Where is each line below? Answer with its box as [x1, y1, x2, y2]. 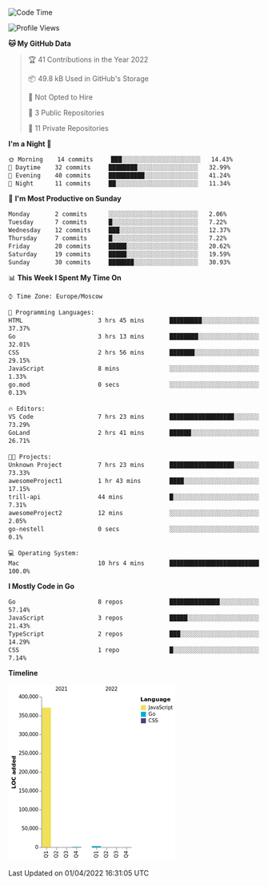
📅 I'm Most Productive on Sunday [8, 193, 122, 203]
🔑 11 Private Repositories [27, 124, 110, 132]
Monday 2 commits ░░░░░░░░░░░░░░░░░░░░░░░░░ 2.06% [8, 210, 227, 218]
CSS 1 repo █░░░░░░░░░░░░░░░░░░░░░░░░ [8, 646, 260, 654]
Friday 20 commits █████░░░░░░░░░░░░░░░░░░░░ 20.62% [8, 242, 230, 250]
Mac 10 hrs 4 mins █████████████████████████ [8, 559, 260, 567]
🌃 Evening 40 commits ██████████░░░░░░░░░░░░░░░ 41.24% [8, 172, 230, 180]
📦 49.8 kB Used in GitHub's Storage [27, 74, 150, 83]
